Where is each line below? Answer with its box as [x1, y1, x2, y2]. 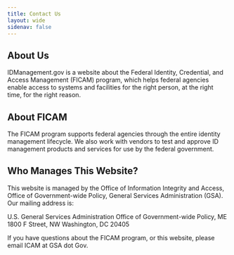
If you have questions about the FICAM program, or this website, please [7, 233, 215, 242]
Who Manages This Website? [7, 165, 138, 177]
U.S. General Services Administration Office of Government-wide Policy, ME [7, 212, 227, 220]
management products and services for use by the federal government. [7, 145, 214, 153]
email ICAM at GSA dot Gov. [7, 241, 89, 249]
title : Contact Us [7, 10, 61, 18]
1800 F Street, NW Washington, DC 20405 [7, 220, 130, 228]
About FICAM [7, 111, 67, 123]
